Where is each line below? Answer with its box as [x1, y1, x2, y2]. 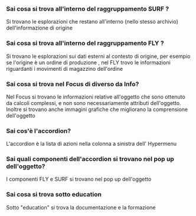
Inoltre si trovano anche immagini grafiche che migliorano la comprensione [6, 106, 188, 113]
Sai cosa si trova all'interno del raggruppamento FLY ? [6, 39, 164, 47]
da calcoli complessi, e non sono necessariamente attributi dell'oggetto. [6, 99, 181, 106]
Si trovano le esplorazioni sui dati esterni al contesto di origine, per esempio [6, 53, 191, 60]
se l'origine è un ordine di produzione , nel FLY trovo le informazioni [6, 58, 171, 66]
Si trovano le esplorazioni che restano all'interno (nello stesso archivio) [6, 18, 179, 25]
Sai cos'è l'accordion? [6, 126, 71, 135]
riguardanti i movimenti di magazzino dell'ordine [6, 65, 123, 72]
